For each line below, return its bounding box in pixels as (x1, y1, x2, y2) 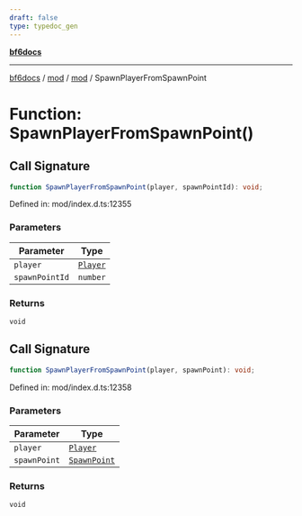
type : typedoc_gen (9, 22, 78, 31)
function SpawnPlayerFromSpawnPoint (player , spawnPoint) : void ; (9, 366, 255, 375)
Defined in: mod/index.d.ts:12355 (9, 199, 132, 210)
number (77, 272, 106, 282)
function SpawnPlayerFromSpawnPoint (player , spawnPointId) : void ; (9, 182, 263, 192)
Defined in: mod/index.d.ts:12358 (9, 382, 132, 393)
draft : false (9, 13, 58, 23)
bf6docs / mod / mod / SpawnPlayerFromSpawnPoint (9, 72, 207, 83)
